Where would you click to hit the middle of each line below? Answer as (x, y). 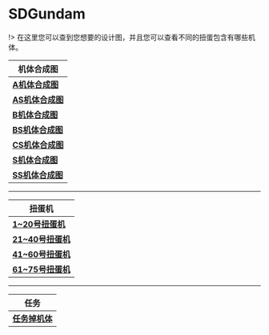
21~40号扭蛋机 (41, 239)
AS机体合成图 (38, 100)
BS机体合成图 (38, 129)
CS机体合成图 (38, 145)
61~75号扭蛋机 (41, 269)
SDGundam (47, 14)
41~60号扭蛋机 (41, 254)
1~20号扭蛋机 (39, 224)
